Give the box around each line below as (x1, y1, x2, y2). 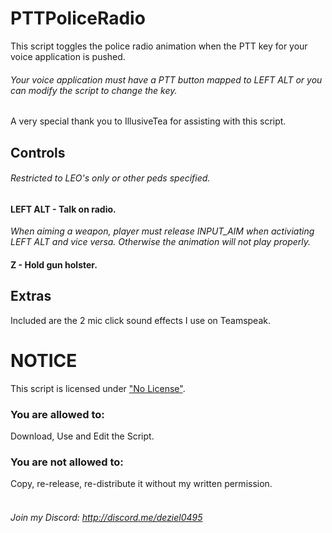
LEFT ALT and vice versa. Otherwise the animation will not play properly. (10, 236, 312, 248)
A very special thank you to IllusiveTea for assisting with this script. (10, 115, 287, 127)
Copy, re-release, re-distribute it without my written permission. (10, 478, 273, 490)
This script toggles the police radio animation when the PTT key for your (10, 40, 308, 52)
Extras (10, 288, 52, 305)
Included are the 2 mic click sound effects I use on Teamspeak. (10, 314, 271, 326)
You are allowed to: (10, 407, 105, 421)
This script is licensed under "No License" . (10, 382, 186, 394)
